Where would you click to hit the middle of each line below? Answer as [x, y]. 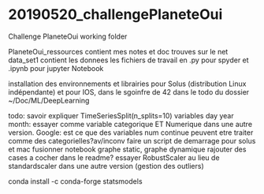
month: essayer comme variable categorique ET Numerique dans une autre [130, 124]
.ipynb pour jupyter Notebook [56, 68]
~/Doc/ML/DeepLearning [49, 100]
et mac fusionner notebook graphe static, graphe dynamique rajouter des [127, 149]
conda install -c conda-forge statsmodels [76, 181]
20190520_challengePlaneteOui [115, 15]
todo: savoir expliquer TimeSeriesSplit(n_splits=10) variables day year [121, 115]
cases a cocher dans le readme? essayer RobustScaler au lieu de [114, 157]
